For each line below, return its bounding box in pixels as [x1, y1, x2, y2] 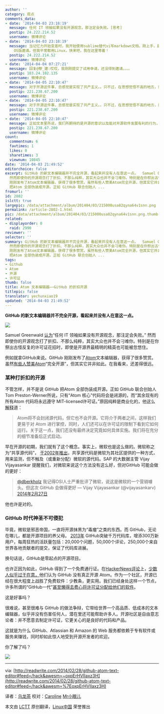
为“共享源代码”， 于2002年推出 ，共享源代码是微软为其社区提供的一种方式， [5, 450, 158, 456]
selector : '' [5, 234, 32, 240]
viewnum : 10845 [9, 157, 41, 162]
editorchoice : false [5, 166, 47, 171]
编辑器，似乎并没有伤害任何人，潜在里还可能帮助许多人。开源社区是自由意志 [5, 611, 159, 617]
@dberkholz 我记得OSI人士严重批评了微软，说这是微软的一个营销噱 [17, 478, 153, 484]
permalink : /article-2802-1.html [5, 207, 73, 212]
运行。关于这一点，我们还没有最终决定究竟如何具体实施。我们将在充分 [17, 427, 159, 433]
